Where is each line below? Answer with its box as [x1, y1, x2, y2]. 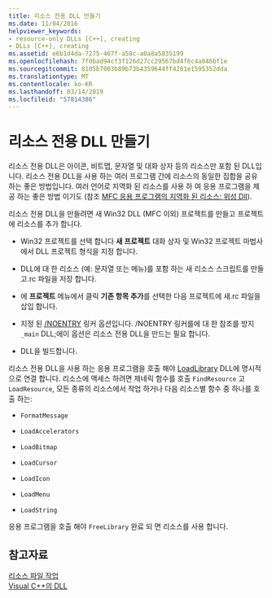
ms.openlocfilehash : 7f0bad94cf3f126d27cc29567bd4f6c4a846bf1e [8, 58, 228, 66]
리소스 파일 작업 [8, 571, 59, 580]
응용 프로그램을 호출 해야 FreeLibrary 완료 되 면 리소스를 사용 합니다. [8, 522, 229, 531]
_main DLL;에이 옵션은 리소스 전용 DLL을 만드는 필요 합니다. [20, 329, 210, 338]
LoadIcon [20, 475, 50, 483]
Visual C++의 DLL [8, 581, 68, 591]
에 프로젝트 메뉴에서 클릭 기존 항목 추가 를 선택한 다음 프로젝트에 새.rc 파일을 [20, 291, 261, 301]
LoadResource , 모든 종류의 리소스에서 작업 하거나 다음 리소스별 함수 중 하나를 [8, 384, 252, 394]
